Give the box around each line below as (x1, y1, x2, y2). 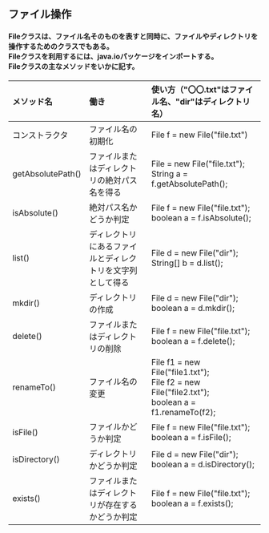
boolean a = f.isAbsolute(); (151, 212, 251, 223)
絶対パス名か (89, 201, 138, 212)
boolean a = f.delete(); (151, 335, 235, 346)
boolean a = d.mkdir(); (151, 302, 235, 313)
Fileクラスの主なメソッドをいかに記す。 (8, 61, 139, 71)
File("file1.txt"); (151, 366, 210, 378)
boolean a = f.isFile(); (151, 431, 231, 442)
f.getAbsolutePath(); (151, 178, 228, 189)
